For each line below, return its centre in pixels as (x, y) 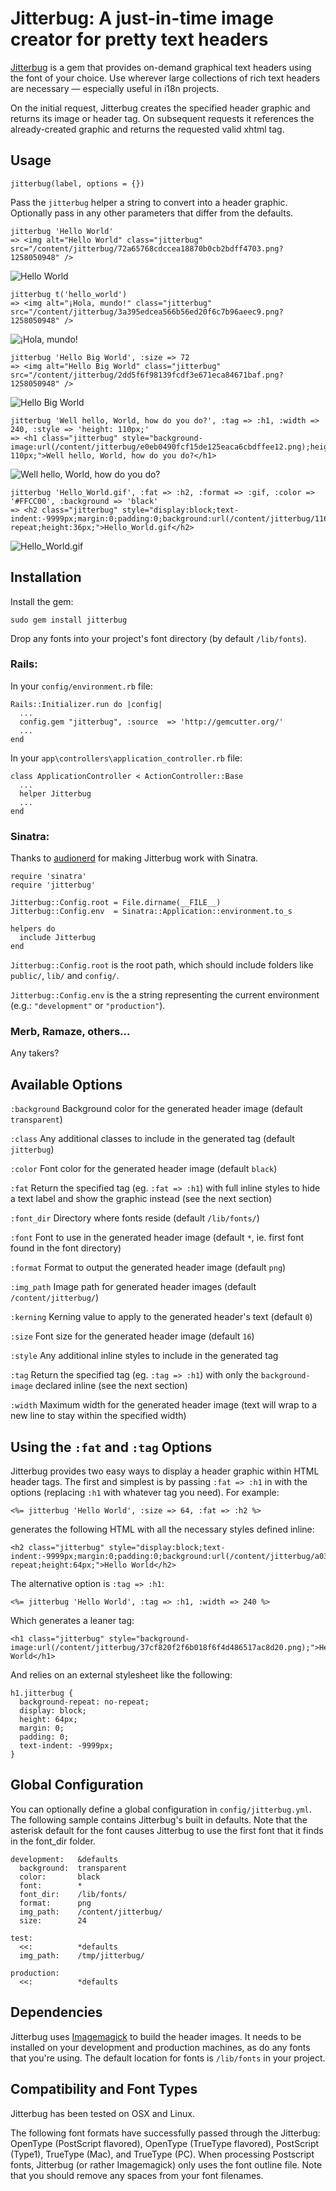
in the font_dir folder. (53, 1841)
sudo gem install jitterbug (69, 620)
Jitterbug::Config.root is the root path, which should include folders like (162, 965)
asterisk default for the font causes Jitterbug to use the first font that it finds (167, 1830)
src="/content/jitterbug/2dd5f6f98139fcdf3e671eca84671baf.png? (147, 375)
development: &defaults (64, 1859)
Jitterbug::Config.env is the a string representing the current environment (165, 995)
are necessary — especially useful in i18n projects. (115, 88)
